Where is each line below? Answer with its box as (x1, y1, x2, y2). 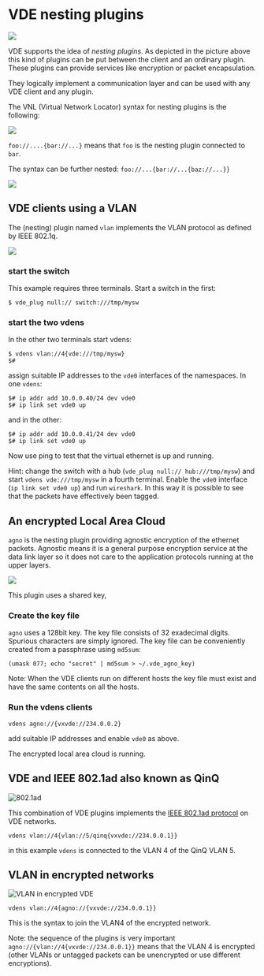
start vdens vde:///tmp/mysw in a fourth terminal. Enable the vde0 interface (8, 475, 248, 484)
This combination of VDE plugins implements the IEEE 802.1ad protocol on (8, 808, 249, 818)
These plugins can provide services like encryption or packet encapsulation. (8, 63, 256, 73)
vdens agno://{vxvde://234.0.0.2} (8, 720, 122, 728)
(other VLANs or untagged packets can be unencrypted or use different (8, 950, 240, 959)
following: (8, 110, 40, 120)
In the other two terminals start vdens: (8, 335, 132, 345)
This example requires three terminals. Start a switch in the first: (8, 284, 217, 293)
